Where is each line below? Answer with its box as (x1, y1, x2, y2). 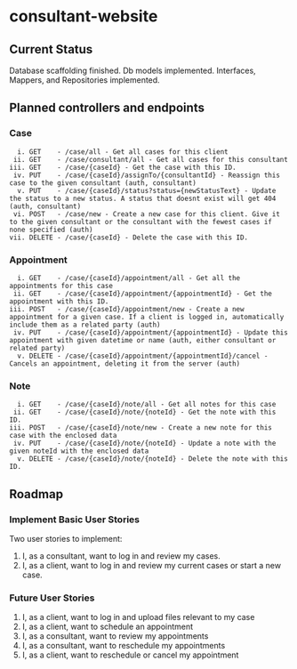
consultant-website (9, 6, 158, 27)
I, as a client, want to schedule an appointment (21, 621, 194, 633)
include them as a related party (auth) (9, 320, 162, 329)
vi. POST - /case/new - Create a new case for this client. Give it (12, 209, 280, 219)
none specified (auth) (9, 225, 93, 234)
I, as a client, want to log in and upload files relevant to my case (21, 612, 255, 623)
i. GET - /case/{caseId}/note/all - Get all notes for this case (17, 400, 277, 409)
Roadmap (9, 487, 64, 502)
